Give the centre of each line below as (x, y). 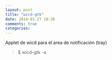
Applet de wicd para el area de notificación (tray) (56, 42)
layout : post (19, 10)
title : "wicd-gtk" (24, 14)
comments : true (21, 24)
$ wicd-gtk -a (32, 52)
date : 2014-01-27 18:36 (30, 19)
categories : (18, 28)
